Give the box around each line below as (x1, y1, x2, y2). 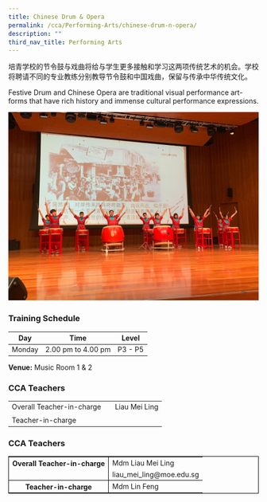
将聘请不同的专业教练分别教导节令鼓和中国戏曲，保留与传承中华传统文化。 (8, 72, 252, 81)
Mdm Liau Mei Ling (112, 458, 175, 468)
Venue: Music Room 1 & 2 (8, 363, 93, 372)
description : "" (8, 29, 62, 37)
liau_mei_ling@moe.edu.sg (112, 469, 199, 479)
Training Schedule (8, 313, 81, 324)
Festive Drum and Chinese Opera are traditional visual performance (8, 88, 229, 97)
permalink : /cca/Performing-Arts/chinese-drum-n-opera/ (8, 21, 197, 29)
